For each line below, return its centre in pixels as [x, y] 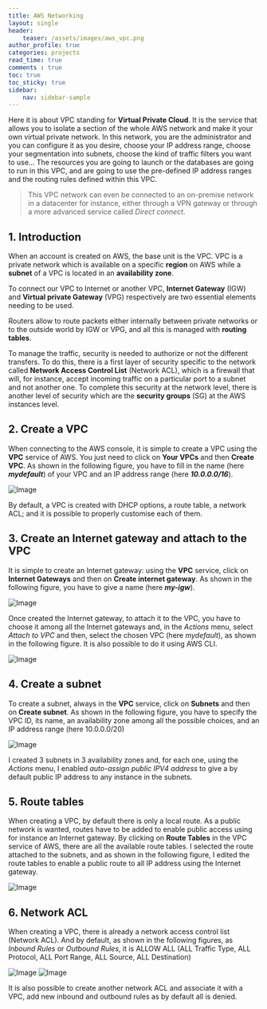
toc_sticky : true [37, 82]
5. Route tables [46, 802]
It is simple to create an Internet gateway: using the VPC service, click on [128, 570]
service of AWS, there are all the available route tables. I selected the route [131, 846]
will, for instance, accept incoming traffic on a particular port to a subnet [127, 379]
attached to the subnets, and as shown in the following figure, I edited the [129, 855]
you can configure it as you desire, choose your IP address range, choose [130, 145]
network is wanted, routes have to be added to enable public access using [130, 829]
